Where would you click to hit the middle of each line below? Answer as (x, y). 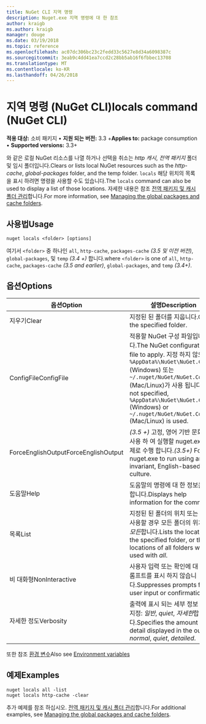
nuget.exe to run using (162, 458)
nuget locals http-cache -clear (48, 695)
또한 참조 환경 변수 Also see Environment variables (68, 654)
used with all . (149, 555)
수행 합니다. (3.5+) (167, 450)
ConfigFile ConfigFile (39, 378)
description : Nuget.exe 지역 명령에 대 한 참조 (62, 18)
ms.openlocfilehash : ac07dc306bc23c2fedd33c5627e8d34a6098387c (89, 52)
